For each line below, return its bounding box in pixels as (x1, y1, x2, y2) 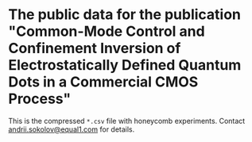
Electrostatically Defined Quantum (8, 56, 242, 75)
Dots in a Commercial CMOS (8, 73, 199, 91)
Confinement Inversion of (8, 40, 181, 57)
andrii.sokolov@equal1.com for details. (8, 125, 135, 134)
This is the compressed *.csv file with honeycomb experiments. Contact (8, 116, 246, 125)
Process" (8, 90, 72, 108)
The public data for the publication (8, 6, 241, 24)
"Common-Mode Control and (8, 22, 205, 40)
